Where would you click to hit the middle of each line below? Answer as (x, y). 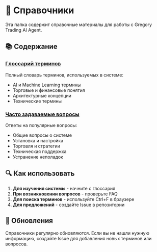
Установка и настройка (38, 140)
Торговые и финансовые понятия (49, 90)
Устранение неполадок (38, 157)
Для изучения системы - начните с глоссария (64, 188)
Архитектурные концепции (42, 95)
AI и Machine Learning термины (47, 85)
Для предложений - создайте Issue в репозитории (69, 205)
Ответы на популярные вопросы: (41, 125)
